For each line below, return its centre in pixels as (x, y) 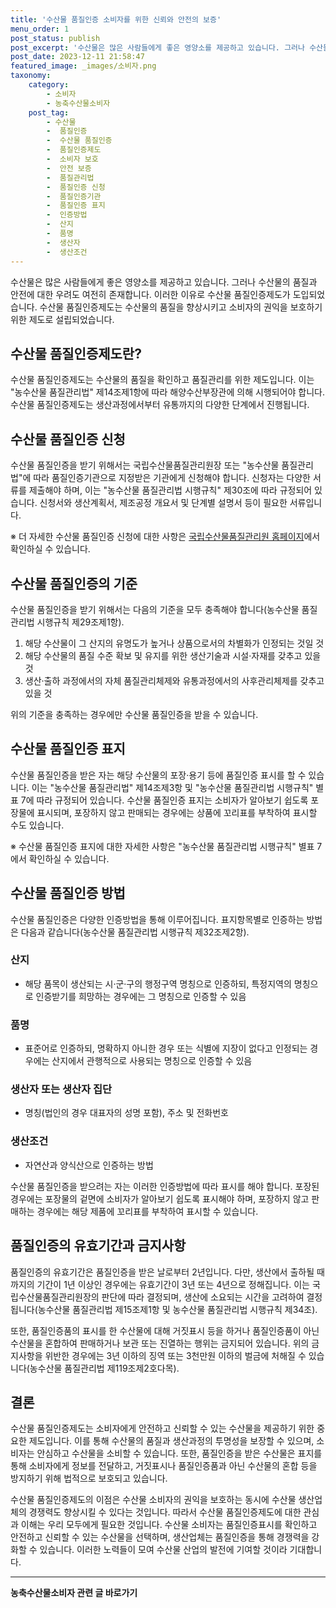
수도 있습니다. (37, 825)
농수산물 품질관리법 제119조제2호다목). (104, 1368)
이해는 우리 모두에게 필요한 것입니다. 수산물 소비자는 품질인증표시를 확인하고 (169, 1525)
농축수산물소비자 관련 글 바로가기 (74, 1593)
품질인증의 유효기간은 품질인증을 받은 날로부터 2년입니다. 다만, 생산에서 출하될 (162, 1272)
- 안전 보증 (69, 168)
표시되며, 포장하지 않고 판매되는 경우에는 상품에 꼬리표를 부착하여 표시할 (177, 812)
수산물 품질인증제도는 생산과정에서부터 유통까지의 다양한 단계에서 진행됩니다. (160, 405)
